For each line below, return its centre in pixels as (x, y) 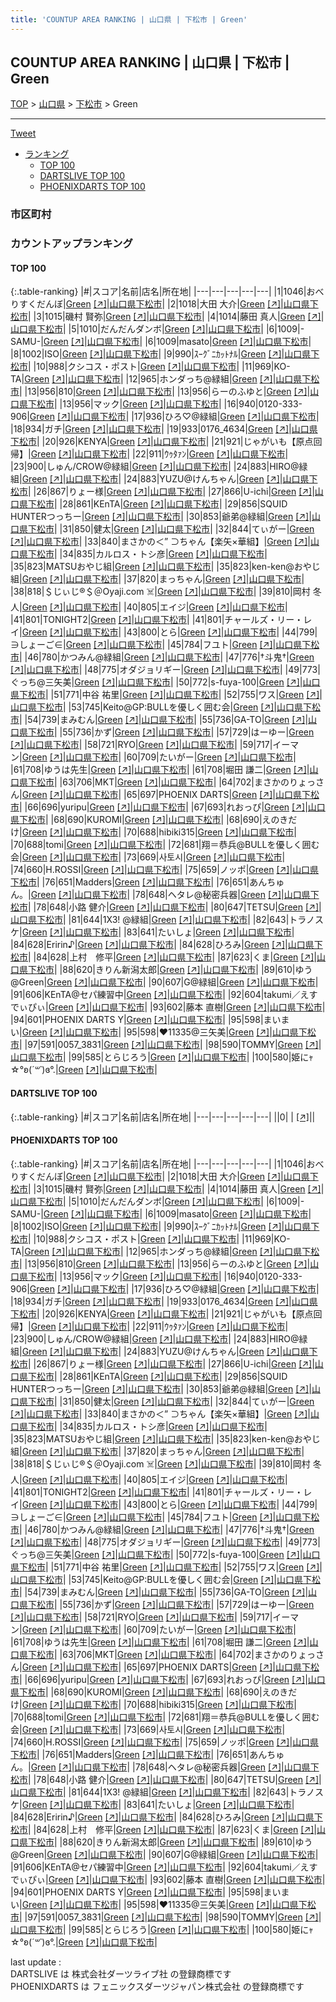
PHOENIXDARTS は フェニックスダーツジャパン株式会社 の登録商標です (157, 1986)
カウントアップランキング (71, 244)
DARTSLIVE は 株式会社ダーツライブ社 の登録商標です (121, 1973)
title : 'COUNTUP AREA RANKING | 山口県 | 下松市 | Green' (129, 19)
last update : (36, 1962)
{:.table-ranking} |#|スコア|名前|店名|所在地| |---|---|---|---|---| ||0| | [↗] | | (163, 1117)
